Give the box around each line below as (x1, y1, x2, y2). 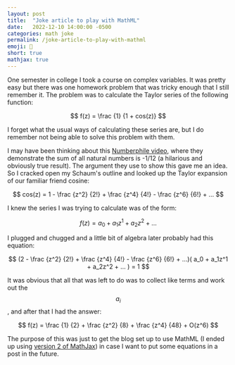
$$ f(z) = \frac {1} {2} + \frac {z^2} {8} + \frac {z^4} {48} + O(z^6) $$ (18, 321, 219, 329)
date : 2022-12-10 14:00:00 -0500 (7, 23, 112, 30)
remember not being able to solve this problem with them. (7, 132, 175, 141)
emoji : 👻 (7, 43, 33, 50)
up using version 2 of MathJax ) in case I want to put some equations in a (7, 342, 218, 350)
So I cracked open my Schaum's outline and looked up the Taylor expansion (7, 168, 227, 177)
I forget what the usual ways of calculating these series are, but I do (7, 125, 204, 134)
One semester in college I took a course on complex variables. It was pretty (7, 75, 227, 84)
